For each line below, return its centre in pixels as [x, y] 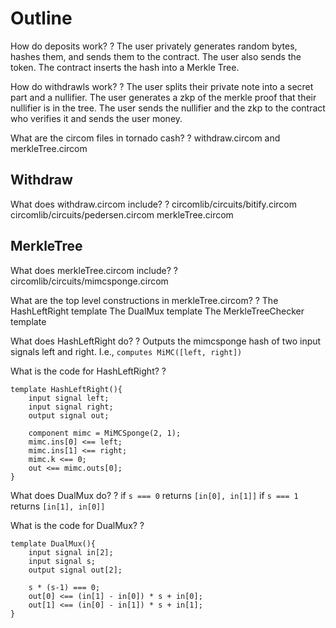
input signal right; [71, 407]
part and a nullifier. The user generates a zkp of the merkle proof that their [163, 97]
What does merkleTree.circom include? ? [94, 270]
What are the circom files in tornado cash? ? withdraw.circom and [145, 138]
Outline [41, 18]
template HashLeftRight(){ [66, 389]
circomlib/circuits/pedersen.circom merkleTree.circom [122, 214]
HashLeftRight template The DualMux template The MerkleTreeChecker [157, 311]
